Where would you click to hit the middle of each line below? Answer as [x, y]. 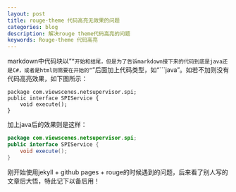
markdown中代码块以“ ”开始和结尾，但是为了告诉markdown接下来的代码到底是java [115, 61]
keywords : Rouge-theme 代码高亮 [53, 40]
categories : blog [33, 27]
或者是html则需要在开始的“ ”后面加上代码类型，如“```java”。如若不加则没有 [127, 70]
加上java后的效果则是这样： [47, 125]
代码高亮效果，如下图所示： [48, 79]
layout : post [26, 14]
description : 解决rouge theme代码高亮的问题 [69, 34]
